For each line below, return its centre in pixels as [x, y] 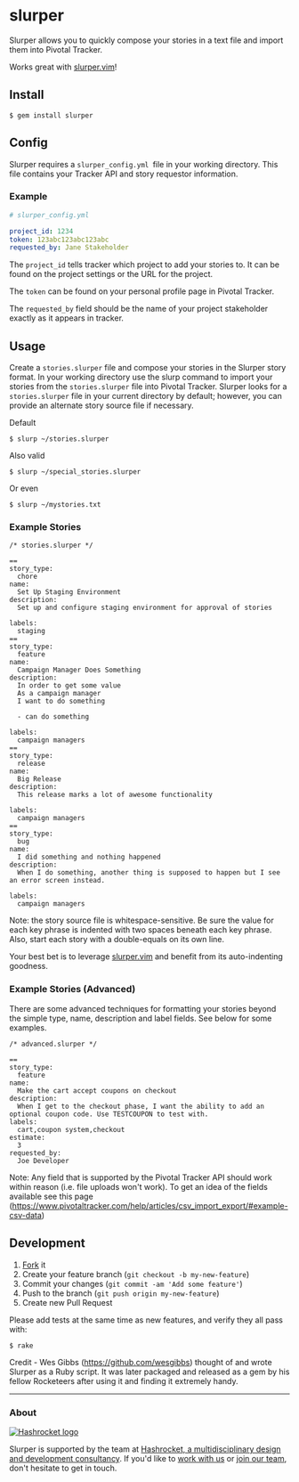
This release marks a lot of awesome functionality [115, 795]
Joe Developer [43, 1160]
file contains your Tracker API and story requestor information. [124, 174]
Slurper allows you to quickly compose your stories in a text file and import [146, 40]
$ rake [21, 1346]
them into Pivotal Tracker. [56, 49]
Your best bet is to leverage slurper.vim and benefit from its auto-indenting [146, 957]
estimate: [28, 1137]
